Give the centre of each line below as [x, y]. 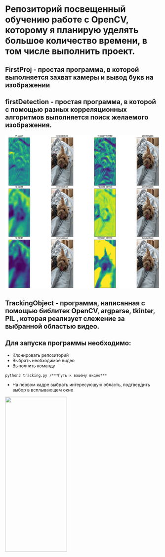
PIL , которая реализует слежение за [65, 318]
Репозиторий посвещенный [65, 9]
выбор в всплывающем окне [42, 390]
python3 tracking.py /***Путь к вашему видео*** [56, 375]
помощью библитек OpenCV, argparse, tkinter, [80, 311]
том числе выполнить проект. [70, 51]
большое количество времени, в [76, 41]
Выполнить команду [34, 366]
